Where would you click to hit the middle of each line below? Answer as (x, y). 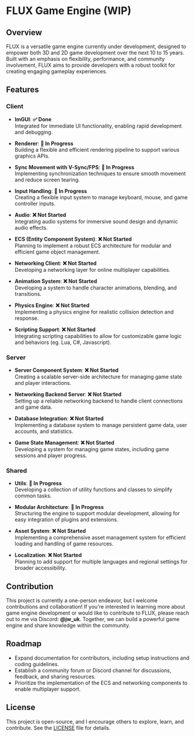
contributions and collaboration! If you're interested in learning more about (96, 607)
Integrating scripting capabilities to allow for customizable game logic (98, 336)
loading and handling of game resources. (64, 544)
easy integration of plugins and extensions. (66, 520)
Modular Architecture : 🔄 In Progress (59, 507)
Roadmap (24, 644)
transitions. (28, 294)
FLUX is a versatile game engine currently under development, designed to (96, 46)
